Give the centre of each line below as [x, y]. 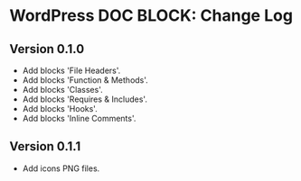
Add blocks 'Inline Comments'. [79, 118]
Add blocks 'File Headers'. [71, 70]
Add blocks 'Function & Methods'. [85, 80]
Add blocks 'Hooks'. [60, 109]
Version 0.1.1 [45, 146]
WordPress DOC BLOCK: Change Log [151, 16]
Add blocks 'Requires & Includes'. [85, 99]
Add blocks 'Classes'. [62, 90]
